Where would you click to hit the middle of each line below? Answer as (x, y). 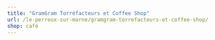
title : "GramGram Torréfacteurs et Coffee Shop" (78, 13)
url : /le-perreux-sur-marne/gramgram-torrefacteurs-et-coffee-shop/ (108, 20)
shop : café (23, 26)
